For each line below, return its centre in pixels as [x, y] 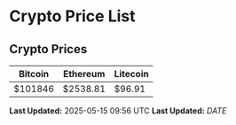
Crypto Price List [72, 16]
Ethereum [84, 74]
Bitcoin [34, 74]
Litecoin [131, 74]
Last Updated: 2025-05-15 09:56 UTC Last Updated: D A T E [118, 111]
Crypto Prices [48, 49]
